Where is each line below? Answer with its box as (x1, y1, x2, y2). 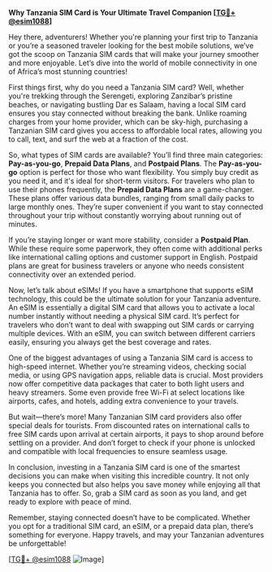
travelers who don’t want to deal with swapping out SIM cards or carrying (8, 320, 254, 330)
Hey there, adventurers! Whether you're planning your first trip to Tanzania (8, 33, 258, 41)
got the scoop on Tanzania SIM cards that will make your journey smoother (8, 50, 260, 59)
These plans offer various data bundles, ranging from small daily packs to (8, 194, 255, 203)
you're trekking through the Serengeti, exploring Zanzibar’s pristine (8, 91, 233, 101)
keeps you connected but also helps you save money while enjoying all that (8, 480, 261, 489)
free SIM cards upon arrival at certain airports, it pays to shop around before (8, 430, 264, 439)
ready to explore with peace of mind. (8, 497, 132, 506)
